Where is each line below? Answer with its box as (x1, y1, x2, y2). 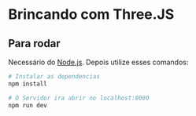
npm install (8, 80, 47, 88)
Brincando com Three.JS (8, 5, 175, 24)
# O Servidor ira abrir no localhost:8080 (8, 94, 150, 102)
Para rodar (8, 37, 61, 50)
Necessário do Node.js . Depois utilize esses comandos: (8, 57, 189, 67)
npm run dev (8, 101, 47, 109)
